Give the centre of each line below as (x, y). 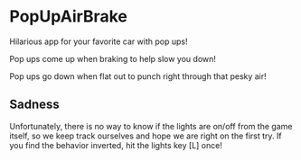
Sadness (35, 105)
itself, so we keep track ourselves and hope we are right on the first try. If (146, 136)
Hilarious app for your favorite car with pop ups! (99, 41)
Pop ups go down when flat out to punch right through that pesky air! (138, 76)
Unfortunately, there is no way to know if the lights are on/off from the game (151, 126)
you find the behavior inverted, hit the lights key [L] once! (116, 145)
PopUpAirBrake (69, 17)
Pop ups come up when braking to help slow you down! (113, 58)
